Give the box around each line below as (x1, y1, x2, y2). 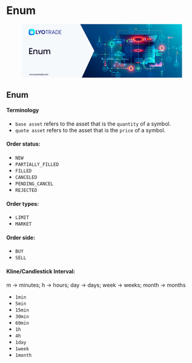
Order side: (6, 234, 35, 241)
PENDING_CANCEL (15, 180, 54, 187)
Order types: (6, 200, 39, 207)
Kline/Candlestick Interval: (6, 268, 76, 275)
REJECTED (15, 187, 38, 193)
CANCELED (15, 174, 38, 180)
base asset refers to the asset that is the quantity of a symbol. (15, 120, 171, 127)
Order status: (6, 140, 41, 148)
